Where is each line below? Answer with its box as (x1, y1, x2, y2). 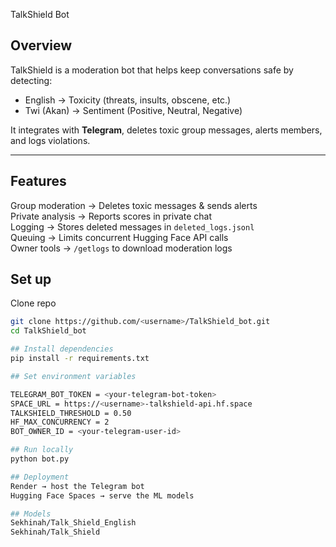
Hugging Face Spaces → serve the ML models (10, 490, 195, 501)
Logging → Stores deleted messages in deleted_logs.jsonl (10, 220, 255, 233)
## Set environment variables (10, 371, 137, 381)
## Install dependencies (10, 344, 114, 354)
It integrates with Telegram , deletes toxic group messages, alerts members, (10, 124, 323, 136)
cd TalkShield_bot (10, 326, 87, 336)
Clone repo (10, 297, 57, 309)
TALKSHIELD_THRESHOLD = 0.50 (10, 408, 132, 418)
